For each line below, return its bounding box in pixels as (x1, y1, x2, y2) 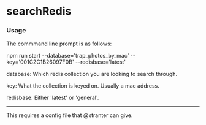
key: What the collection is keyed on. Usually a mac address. (6, 82, 159, 89)
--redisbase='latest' (75, 58, 126, 66)
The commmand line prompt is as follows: (6, 40, 112, 47)
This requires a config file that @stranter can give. (6, 112, 133, 119)
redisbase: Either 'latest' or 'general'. (6, 94, 99, 102)
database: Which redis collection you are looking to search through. (6, 70, 178, 78)
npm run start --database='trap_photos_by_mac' (6, 52, 129, 59)
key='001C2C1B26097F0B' (6, 58, 75, 66)
